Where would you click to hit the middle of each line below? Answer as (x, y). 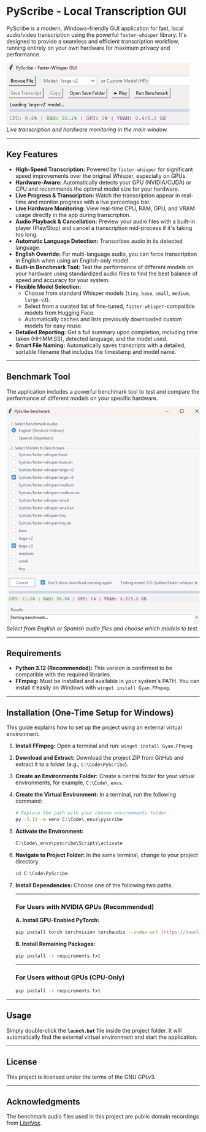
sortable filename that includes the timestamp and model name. (96, 351)
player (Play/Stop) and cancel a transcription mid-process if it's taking (104, 228)
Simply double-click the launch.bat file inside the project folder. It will (94, 1030)
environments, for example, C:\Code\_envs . (69, 782)
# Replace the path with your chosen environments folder (91, 813)
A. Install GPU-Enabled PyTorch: (57, 920)
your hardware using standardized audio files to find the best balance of (106, 273)
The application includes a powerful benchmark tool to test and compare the (103, 391)
